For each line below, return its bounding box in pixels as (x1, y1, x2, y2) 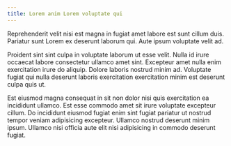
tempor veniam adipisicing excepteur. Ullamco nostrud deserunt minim (7, 116, 210, 124)
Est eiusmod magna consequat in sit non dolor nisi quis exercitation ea (7, 94, 209, 102)
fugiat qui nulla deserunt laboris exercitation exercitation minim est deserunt (7, 73, 225, 81)
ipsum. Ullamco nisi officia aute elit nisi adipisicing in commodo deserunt (7, 123, 216, 131)
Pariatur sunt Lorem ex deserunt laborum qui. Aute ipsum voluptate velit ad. (7, 36, 224, 45)
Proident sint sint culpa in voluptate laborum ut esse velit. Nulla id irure (7, 50, 209, 59)
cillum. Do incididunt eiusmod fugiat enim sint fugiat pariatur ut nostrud (7, 108, 212, 117)
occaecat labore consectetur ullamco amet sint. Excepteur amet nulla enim (7, 57, 221, 66)
